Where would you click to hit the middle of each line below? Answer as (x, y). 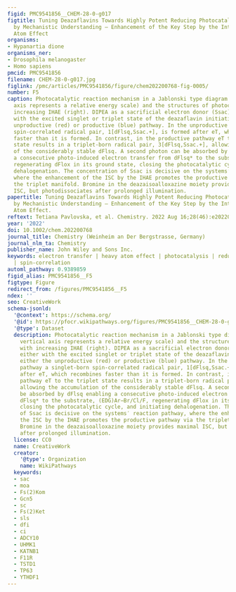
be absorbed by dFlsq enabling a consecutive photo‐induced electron (124, 394)
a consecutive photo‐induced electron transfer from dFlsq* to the (114, 158)
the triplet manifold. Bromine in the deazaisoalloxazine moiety (111, 184)
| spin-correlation (42, 263)
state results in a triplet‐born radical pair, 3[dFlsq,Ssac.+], (111, 145)
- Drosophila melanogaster (47, 60)
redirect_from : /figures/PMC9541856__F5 (67, 289)
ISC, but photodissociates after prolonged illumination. (100, 191)
